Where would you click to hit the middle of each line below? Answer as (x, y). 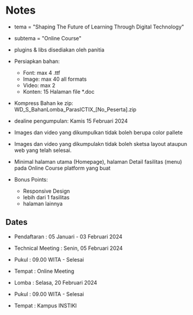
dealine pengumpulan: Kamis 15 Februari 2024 (71, 121)
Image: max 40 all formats (55, 79)
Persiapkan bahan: (37, 61)
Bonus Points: (31, 179)
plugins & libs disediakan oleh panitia (59, 50)
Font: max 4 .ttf (41, 72)
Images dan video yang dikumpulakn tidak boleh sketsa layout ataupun (101, 144)
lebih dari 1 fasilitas (46, 197)
